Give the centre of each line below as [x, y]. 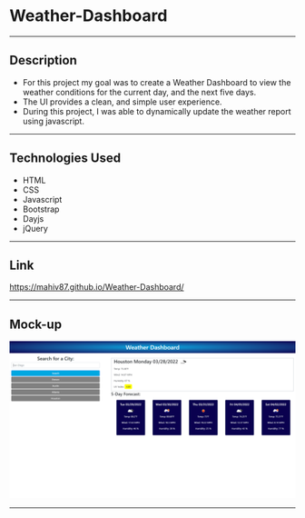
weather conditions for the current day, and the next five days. [139, 92]
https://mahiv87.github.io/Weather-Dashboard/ [97, 287]
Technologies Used [65, 159]
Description [43, 60]
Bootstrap [41, 209]
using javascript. [53, 121]
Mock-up [35, 324]
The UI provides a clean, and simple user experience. [122, 102]
